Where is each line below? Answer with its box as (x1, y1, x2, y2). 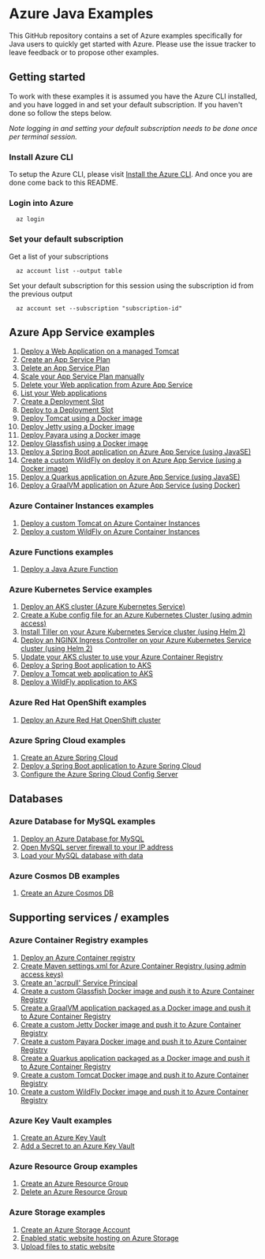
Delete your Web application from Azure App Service (20, 380, 193, 390)
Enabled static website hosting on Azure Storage (20, 1233, 179, 1242)
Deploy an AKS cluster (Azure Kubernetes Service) (20, 602, 186, 611)
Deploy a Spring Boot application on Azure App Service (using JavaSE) (20, 447, 252, 457)
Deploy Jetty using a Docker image (20, 422, 135, 431)
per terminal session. (9, 132, 78, 141)
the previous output (9, 289, 73, 298)
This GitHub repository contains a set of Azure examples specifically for (9, 31, 243, 40)
